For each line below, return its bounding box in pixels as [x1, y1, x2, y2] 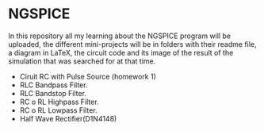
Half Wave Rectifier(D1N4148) [19, 114, 117, 123]
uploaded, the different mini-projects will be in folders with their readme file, [8, 39, 257, 48]
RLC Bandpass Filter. [19, 80, 88, 90]
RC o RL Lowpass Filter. [19, 105, 98, 115]
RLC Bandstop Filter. [19, 88, 87, 98]
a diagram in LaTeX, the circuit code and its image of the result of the [8, 48, 234, 57]
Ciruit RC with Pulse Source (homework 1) [19, 71, 157, 81]
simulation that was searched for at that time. [8, 56, 156, 66]
